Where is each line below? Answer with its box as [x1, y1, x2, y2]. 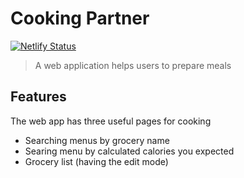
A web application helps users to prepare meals [34, 59, 232, 71]
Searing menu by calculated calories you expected [24, 145, 235, 157]
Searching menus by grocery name [24, 134, 170, 146]
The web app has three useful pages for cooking [10, 115, 212, 127]
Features [10, 88, 67, 106]
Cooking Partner [10, 7, 150, 30]
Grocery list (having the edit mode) [24, 155, 169, 167]
